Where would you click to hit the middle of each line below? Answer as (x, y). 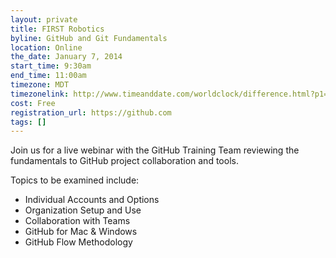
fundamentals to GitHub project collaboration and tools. (124, 161)
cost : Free (33, 103)
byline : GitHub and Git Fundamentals (89, 38)
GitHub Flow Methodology (78, 242)
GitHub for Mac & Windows (81, 232)
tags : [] (28, 122)
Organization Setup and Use (83, 210)
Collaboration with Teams (77, 221)
